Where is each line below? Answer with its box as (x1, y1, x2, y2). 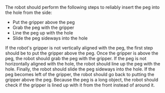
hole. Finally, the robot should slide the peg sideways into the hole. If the (5, 66, 155, 72)
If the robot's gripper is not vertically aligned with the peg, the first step (5, 45, 153, 50)
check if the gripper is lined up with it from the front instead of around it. (5, 82, 155, 88)
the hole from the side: (5, 9, 52, 15)
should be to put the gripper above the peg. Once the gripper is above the (5, 50, 158, 56)
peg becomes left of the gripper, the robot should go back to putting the (5, 71, 154, 77)
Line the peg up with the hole (12, 30, 73, 35)
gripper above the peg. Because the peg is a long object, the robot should (5, 77, 158, 82)
